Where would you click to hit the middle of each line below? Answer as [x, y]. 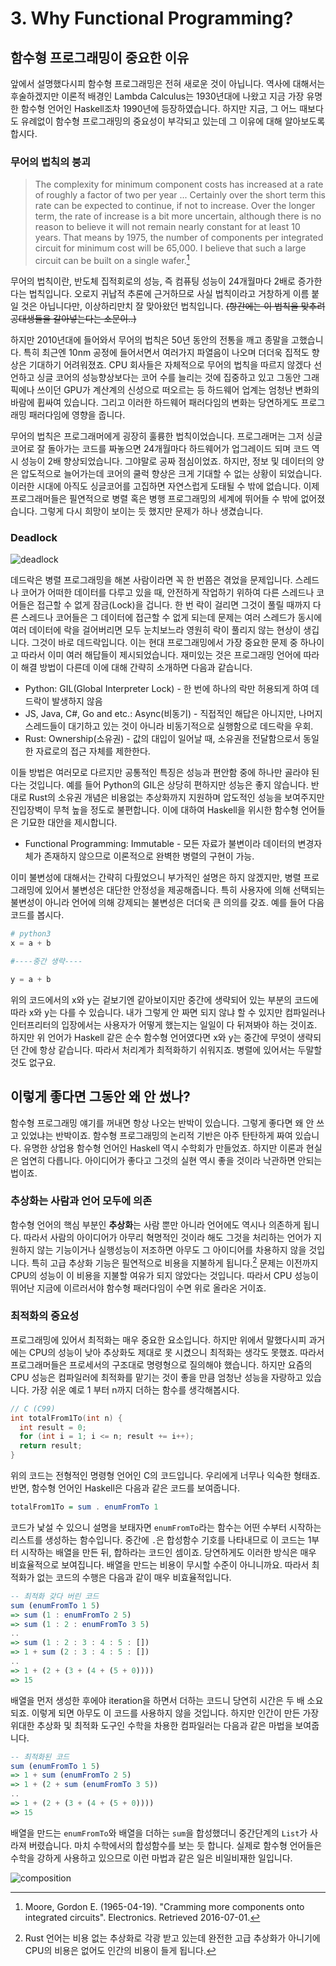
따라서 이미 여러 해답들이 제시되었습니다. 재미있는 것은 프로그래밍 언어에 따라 [170, 655]
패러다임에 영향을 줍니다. [77, 414]
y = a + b [31, 979]
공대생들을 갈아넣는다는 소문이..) [73, 318]
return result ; [51, 1446]
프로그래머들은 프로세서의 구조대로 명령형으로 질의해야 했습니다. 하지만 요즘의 [161, 1364]
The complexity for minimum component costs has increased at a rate [179, 184]
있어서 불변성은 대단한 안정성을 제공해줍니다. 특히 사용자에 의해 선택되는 [185, 890]
